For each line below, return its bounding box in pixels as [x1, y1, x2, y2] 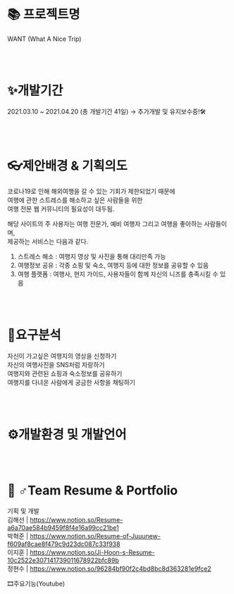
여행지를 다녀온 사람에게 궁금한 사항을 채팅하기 [7, 378, 136, 386]
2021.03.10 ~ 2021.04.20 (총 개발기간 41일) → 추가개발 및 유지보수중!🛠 [7, 107, 207, 116]
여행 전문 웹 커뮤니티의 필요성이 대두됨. [7, 204, 115, 213]
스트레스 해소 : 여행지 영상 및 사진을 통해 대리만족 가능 [17, 252, 166, 261]
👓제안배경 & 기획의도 [7, 158, 128, 174]
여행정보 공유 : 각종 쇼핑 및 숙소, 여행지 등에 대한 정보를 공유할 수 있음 [17, 261, 209, 269]
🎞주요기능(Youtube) [7, 579, 66, 588]
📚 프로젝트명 [7, 6, 80, 23]
